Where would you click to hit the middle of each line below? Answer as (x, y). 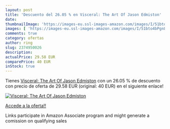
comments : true (21, 33)
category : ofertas (25, 38)
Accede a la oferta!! (26, 106)
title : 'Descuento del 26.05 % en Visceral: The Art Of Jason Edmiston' (83, 15)
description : (19, 52)
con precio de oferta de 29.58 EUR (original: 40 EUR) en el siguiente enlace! (84, 86)
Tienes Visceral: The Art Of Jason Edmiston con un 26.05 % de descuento (83, 81)
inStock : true (20, 66)
